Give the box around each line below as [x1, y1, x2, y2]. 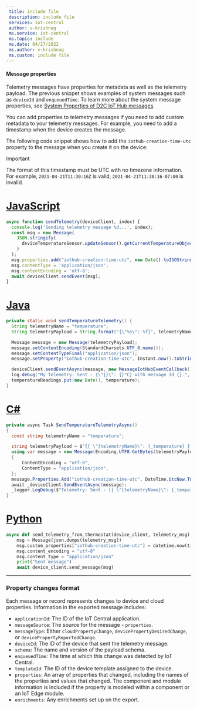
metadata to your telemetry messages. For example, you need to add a [6, 120, 177, 127]
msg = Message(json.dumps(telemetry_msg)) [16, 537, 122, 543]
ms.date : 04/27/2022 [8, 42, 59, 48]
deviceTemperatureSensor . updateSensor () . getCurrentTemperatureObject [21, 241, 195, 247]
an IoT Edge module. [14, 690, 64, 697]
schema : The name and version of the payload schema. [14, 646, 146, 653]
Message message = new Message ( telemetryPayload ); [11, 339, 138, 345]
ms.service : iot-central [8, 31, 69, 36]
